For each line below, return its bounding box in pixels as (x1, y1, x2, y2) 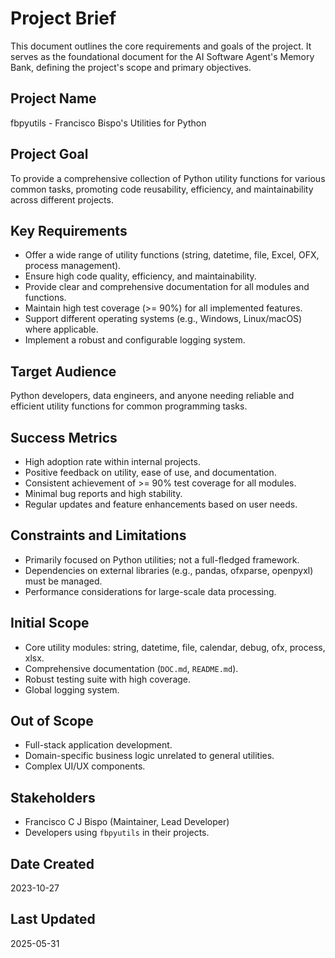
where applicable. (24, 323, 99, 336)
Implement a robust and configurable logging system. (24, 334, 246, 346)
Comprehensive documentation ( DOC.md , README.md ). (24, 662, 239, 674)
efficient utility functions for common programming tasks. (10, 400, 248, 412)
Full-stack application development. (24, 739, 173, 751)
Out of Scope (10, 713, 94, 730)
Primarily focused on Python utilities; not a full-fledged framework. (24, 553, 300, 566)
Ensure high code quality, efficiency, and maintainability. (24, 270, 257, 282)
